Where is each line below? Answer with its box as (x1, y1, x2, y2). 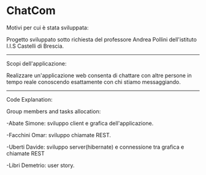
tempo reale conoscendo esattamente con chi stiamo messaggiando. (6, 78, 181, 86)
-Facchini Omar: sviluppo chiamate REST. (6, 131, 112, 138)
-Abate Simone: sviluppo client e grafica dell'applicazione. (6, 119, 154, 127)
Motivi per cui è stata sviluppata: (6, 24, 89, 31)
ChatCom (6, 4, 56, 18)
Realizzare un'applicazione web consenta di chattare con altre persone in (6, 72, 192, 79)
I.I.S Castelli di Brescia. (6, 42, 64, 50)
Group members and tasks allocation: (6, 108, 101, 115)
